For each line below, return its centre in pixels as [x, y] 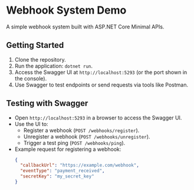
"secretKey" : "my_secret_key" [57, 176]
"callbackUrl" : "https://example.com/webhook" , [80, 165]
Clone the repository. [40, 59]
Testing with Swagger [47, 103]
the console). [31, 78]
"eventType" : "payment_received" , [63, 171]
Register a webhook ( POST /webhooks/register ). [81, 130]
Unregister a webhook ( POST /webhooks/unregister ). [87, 136]
